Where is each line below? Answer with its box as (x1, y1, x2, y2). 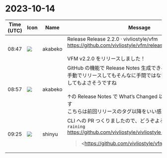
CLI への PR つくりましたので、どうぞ (67, 117, 155, 124)
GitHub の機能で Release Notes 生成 (67, 64, 152, 71)
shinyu (42, 130, 58, 137)
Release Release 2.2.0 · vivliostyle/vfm (67, 35, 158, 42)
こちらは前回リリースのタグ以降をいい (67, 108, 157, 115)
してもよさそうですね (67, 79, 117, 86)
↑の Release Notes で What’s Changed (67, 93, 158, 100)
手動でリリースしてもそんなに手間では (67, 72, 157, 79)
